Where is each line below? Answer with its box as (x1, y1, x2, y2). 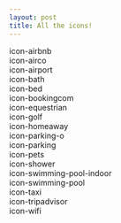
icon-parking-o (9, 130, 64, 141)
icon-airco (9, 55, 47, 65)
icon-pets (9, 149, 45, 159)
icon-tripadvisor (9, 196, 68, 206)
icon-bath (9, 73, 45, 84)
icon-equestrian (9, 102, 68, 112)
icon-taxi (9, 187, 42, 197)
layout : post (9, 12, 57, 22)
